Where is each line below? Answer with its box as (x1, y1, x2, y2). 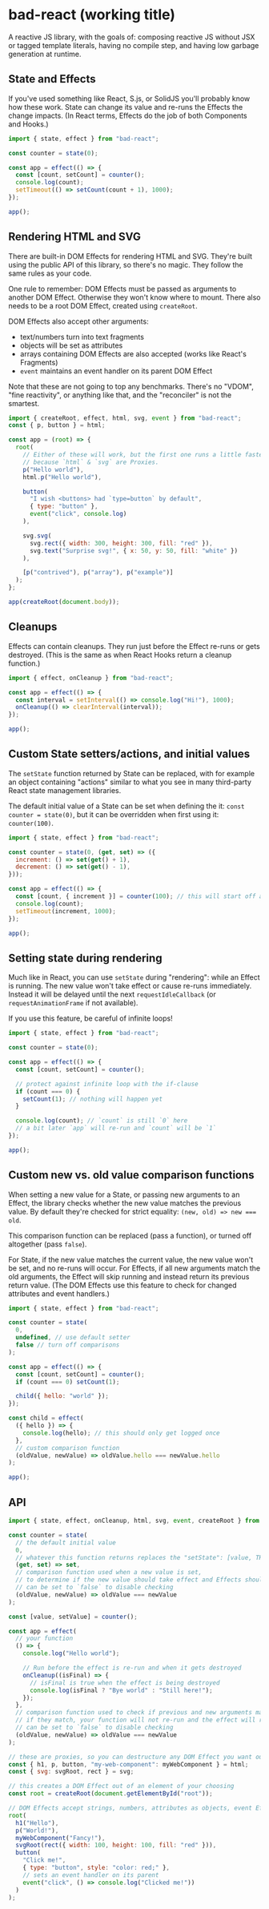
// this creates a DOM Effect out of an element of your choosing (8, 1782, 235, 1790)
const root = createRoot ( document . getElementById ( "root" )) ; (8, 1790, 214, 1798)
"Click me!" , (22, 1856, 66, 1864)
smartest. (8, 398, 40, 408)
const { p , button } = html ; (8, 421, 106, 429)
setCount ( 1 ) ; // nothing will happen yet (22, 1095, 163, 1103)
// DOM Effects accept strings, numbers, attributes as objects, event (8, 1804, 252, 1812)
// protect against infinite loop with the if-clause (15, 1080, 199, 1088)
